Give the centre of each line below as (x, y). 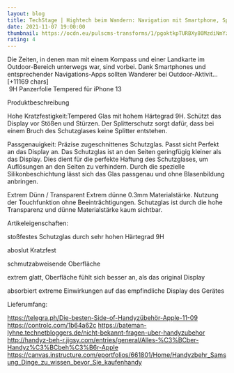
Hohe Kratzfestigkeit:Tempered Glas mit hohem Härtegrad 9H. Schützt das (114, 116)
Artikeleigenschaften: (38, 223)
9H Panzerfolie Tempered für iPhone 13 (65, 89)
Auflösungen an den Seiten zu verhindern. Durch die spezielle (96, 167)
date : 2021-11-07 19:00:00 (46, 26)
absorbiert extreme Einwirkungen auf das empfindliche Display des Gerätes (116, 291)
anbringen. (23, 181)
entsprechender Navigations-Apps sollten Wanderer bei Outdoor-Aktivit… (112, 75)
